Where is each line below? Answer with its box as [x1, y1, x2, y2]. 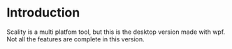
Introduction [6, 5, 80, 21]
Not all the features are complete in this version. [6, 35, 145, 43]
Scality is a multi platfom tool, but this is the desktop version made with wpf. [6, 28, 226, 36]
